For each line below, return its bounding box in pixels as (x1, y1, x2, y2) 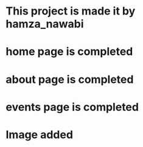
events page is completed (5, 100, 139, 114)
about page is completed (5, 73, 134, 86)
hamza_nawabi (5, 17, 84, 31)
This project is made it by (5, 4, 136, 18)
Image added (5, 128, 74, 142)
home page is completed (5, 45, 133, 59)
